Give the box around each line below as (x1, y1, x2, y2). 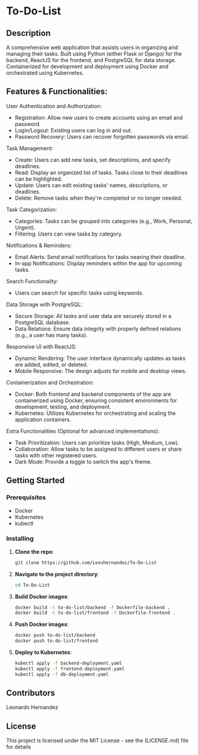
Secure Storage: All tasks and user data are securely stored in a (14, 312, 172, 319)
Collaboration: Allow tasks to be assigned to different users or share (14, 445, 182, 453)
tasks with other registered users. (14, 451, 98, 458)
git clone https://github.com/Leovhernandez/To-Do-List (14, 560, 157, 566)
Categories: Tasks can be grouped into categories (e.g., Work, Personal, (14, 217, 193, 225)
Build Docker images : (14, 593, 69, 600)
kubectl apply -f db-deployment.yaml (14, 671, 109, 677)
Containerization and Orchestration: (6, 378, 94, 386)
